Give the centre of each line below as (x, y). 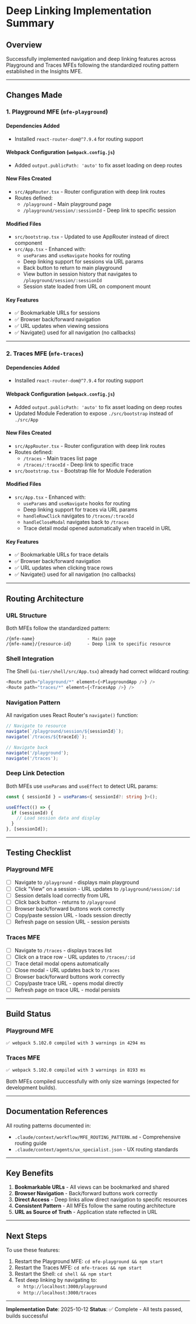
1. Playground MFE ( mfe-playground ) (57, 112)
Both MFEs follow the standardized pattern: (58, 628)
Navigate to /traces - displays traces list (63, 950)
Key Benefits (30, 1173)
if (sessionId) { (32, 813)
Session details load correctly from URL (62, 895)
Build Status (29, 1014)
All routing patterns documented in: (49, 1126)
